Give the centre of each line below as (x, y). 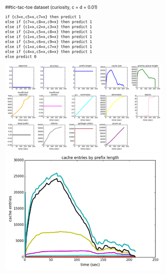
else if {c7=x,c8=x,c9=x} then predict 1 (49, 22)
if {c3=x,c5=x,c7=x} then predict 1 (43, 17)
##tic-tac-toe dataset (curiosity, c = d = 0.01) (51, 7)
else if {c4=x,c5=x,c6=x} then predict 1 (49, 52)
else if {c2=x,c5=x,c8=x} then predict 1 (49, 32)
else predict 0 (21, 57)
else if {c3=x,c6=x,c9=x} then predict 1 (49, 42)
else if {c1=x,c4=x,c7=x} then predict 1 (49, 47)
